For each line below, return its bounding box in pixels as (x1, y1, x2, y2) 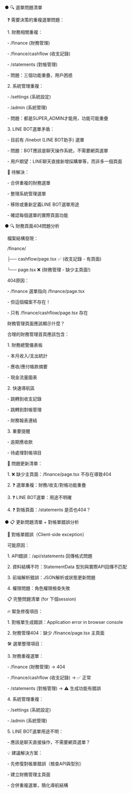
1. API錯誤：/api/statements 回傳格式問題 (7, 553, 93, 559)
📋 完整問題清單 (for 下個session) (7, 596, 76, 602)
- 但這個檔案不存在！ (7, 299, 51, 305)
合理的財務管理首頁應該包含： (7, 331, 69, 337)
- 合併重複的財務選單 (7, 180, 51, 186)
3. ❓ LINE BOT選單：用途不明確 (7, 495, 72, 500)
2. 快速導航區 (7, 385, 35, 391)
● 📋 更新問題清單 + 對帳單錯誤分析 (5, 519, 79, 525)
